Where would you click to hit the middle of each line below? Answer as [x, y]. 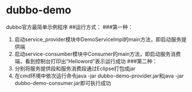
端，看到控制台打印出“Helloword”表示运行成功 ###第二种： [86, 61]
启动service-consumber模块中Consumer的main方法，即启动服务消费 [98, 54]
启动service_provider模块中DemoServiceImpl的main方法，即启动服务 [98, 39]
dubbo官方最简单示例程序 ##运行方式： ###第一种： [70, 27]
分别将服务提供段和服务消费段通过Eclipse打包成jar [75, 68]
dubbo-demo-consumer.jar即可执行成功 [63, 83]
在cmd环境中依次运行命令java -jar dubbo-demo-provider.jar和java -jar [99, 76]
